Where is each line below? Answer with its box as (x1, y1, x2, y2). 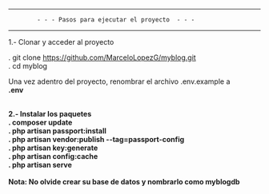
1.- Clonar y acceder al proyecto (8, 38, 114, 46)
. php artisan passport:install (8, 126, 106, 136)
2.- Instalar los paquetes (8, 109, 92, 118)
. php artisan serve (8, 160, 72, 169)
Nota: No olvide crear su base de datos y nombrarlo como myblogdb (8, 177, 240, 186)
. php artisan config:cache (8, 152, 98, 160)
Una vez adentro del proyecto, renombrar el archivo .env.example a (8, 77, 231, 86)
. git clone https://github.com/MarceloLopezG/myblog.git (8, 53, 196, 62)
